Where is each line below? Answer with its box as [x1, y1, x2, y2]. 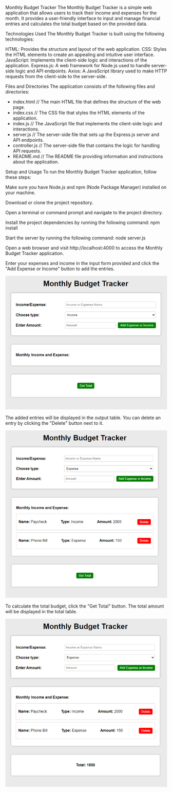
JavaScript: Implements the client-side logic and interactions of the [5, 57, 147, 63]
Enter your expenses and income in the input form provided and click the [5, 260, 160, 266]
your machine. [5, 190, 36, 196]
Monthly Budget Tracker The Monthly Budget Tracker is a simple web [5, 5, 152, 10]
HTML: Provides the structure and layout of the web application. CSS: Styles [5, 46, 167, 52]
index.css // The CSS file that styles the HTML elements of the [12, 110, 145, 116]
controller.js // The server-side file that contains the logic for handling [12, 142, 160, 148]
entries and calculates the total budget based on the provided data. [5, 21, 148, 27]
